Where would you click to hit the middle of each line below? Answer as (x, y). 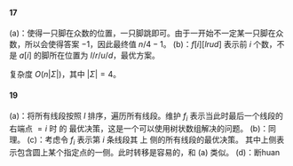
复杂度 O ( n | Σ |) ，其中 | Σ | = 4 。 (65, 75)
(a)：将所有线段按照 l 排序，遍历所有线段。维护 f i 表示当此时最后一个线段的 (146, 117)
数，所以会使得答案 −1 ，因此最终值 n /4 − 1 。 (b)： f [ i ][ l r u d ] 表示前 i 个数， (143, 44)
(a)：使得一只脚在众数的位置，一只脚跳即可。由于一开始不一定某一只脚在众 (146, 33)
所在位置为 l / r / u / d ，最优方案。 (104, 55)
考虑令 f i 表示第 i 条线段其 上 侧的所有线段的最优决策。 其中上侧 (161, 140)
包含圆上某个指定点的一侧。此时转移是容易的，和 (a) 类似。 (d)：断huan (148, 152)
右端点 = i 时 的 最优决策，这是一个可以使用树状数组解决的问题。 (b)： (139, 129)
